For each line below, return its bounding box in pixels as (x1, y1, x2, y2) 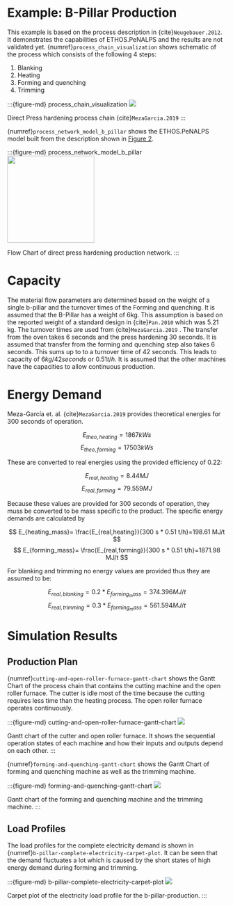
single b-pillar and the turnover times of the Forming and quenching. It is (7, 303, 216, 311)
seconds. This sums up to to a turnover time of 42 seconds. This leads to (7, 347, 217, 356)
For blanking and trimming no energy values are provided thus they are (7, 567, 211, 575)
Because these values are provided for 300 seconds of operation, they (7, 500, 210, 507)
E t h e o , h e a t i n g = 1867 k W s (82, 430, 152, 440)
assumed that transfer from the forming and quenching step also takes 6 (7, 340, 216, 349)
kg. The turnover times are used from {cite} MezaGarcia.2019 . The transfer (7, 325, 218, 333)
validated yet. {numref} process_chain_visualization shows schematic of (7, 42, 217, 51)
